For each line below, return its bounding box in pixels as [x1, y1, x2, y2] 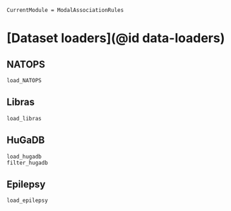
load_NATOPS [6, 77, 42, 84]
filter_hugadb [6, 159, 49, 166]
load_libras [6, 115, 42, 122]
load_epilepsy [6, 197, 49, 205]
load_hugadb [6, 153, 42, 160]
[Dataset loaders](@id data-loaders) [6, 30, 225, 46]
